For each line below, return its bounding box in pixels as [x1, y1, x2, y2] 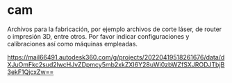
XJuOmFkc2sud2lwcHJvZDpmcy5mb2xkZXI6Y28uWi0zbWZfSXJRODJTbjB [7, 60, 225, 68]
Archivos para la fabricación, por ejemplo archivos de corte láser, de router [7, 25, 222, 33]
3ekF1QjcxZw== [7, 68, 54, 76]
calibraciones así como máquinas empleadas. [7, 39, 138, 48]
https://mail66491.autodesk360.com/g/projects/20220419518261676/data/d [7, 53, 225, 61]
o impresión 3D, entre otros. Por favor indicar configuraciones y [7, 32, 190, 40]
